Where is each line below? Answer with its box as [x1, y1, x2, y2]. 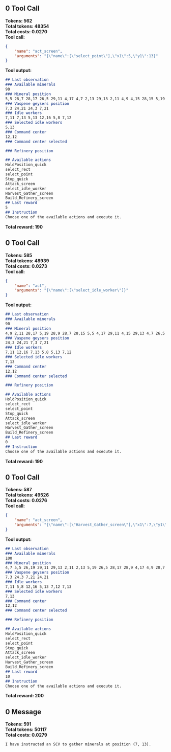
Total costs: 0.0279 [5, 732, 47, 738]
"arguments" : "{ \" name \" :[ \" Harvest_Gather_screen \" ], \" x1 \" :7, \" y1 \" [14, 522, 167, 528]
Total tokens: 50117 [5, 726, 47, 733]
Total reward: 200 [5, 693, 44, 699]
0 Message [5, 708, 42, 716]
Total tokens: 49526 [5, 492, 49, 498]
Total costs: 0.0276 [5, 497, 47, 504]
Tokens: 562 [5, 17, 33, 24]
